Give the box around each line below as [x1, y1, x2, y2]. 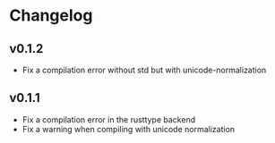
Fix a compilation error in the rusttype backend [21, 114, 195, 125]
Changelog [9, 5, 93, 26]
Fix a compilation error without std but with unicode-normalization [21, 64, 267, 75]
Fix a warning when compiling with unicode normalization [21, 123, 236, 134]
